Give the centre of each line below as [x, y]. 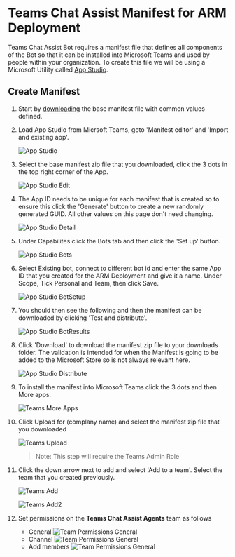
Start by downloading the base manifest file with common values [112, 108]
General [40, 532]
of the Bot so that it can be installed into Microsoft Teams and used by [109, 55]
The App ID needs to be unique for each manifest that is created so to [119, 199]
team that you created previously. [66, 477]
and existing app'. [43, 137]
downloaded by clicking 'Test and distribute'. [83, 318]
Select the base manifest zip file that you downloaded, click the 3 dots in [123, 164]
